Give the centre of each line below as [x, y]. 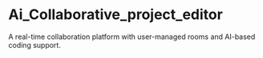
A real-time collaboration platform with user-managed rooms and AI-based [132, 37]
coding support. [35, 44]
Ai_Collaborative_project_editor [115, 15]
